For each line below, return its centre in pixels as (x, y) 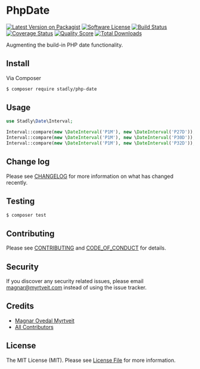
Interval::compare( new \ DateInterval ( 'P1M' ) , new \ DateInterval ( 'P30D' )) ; (101, 138)
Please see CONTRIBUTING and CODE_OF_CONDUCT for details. (86, 248)
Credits (20, 306)
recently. (17, 182)
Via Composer (24, 78)
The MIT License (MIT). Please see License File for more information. (91, 360)
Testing (21, 202)
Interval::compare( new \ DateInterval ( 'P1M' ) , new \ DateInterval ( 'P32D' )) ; (101, 143)
